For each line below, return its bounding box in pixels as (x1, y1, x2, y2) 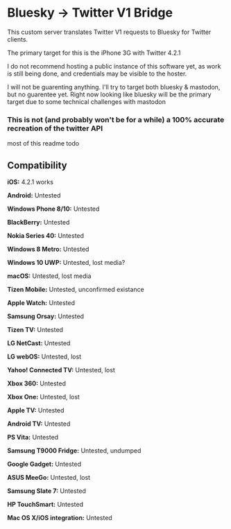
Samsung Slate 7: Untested (7, 487, 87, 495)
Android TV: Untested (7, 419, 71, 428)
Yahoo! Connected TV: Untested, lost (7, 366, 116, 374)
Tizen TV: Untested (7, 326, 64, 334)
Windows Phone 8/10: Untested (7, 205, 100, 213)
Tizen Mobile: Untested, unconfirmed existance (7, 286, 144, 294)
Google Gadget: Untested (7, 460, 82, 469)
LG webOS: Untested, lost (7, 352, 82, 361)
